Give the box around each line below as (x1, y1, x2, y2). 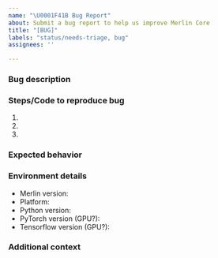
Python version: (19, 205, 71, 215)
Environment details (8, 170, 87, 181)
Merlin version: (19, 189, 69, 198)
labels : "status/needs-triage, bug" (8, 33, 129, 42)
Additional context (8, 241, 81, 252)
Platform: (19, 196, 50, 206)
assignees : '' (8, 41, 55, 49)
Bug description (8, 74, 71, 85)
